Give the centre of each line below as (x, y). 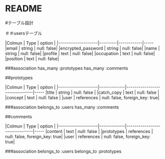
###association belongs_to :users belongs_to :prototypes (63, 151)
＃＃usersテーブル (24, 33)
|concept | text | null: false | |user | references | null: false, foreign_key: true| (82, 97)
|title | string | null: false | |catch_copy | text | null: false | (102, 92)
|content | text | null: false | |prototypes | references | (99, 131)
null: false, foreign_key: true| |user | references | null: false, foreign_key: (78, 136)
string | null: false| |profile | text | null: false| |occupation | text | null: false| (80, 53)
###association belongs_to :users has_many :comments (62, 107)
